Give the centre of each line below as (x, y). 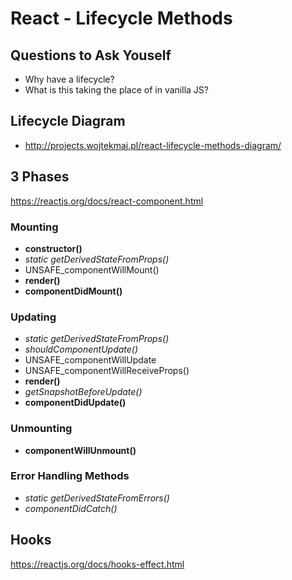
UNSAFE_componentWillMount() (92, 269)
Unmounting (41, 429)
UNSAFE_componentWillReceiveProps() (107, 371)
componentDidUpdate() (75, 403)
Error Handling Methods (70, 476)
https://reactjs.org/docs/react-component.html (107, 201)
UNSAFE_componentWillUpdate (90, 360)
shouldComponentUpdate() (81, 349)
